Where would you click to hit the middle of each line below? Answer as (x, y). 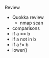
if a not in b (24, 39)
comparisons (26, 28)
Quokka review (28, 17)
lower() (20, 50)
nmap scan (32, 23)
